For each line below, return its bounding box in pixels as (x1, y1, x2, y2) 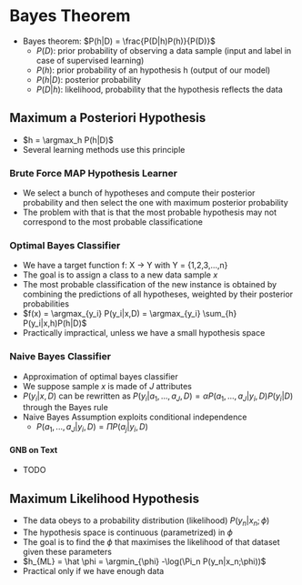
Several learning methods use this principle (22, 144, 186, 155)
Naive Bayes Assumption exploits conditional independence (22, 411, 247, 423)
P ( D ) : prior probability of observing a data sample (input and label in (35, 45, 292, 55)
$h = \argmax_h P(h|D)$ (22, 134, 114, 146)
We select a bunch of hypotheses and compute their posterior (22, 187, 256, 198)
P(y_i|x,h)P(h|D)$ (22, 318, 87, 328)
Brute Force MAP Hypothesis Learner (9, 166, 177, 179)
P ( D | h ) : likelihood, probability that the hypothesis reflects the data (35, 84, 284, 95)
